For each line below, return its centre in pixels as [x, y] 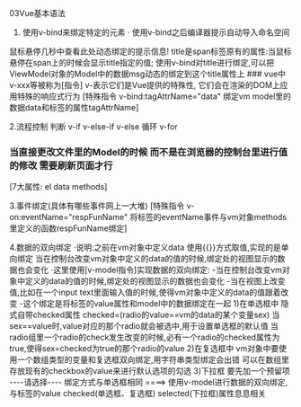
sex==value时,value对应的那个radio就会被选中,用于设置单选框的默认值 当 [144, 326]
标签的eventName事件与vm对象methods [212, 217]
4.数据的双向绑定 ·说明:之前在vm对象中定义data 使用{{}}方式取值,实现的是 [145, 248]
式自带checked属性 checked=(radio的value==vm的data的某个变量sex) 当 [145, 315]
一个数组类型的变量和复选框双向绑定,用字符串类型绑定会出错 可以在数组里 [153, 360]
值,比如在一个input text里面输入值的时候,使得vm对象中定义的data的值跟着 [145, 292]
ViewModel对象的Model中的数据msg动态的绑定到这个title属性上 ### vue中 [147, 74]
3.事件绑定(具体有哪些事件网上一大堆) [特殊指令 [97, 206]
